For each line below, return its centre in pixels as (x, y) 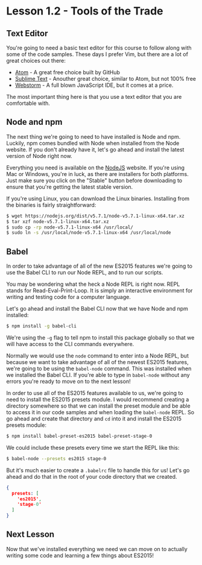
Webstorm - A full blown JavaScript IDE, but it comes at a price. (94, 85)
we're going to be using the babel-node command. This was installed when (99, 368)
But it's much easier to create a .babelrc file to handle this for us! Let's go (98, 470)
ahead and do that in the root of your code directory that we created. (92, 476)
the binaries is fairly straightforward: (51, 205)
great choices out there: (36, 61)
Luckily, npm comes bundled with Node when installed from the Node (93, 143)
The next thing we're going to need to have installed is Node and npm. (93, 136)
